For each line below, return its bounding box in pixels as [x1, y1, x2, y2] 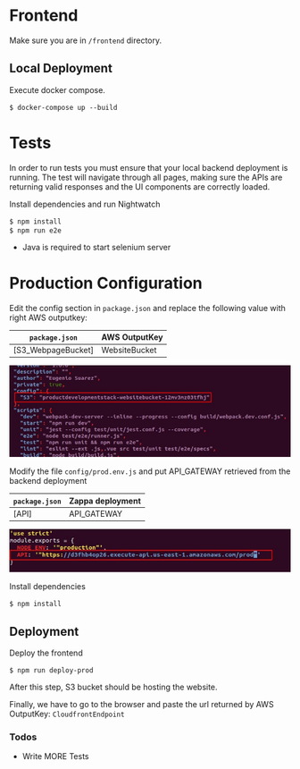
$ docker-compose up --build [9, 103, 118, 112]
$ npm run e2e [9, 225, 62, 235]
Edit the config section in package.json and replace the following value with [9, 302, 286, 313]
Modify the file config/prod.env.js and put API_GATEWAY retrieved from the [9, 466, 291, 477]
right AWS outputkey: [9, 312, 87, 323]
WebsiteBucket [101, 345, 157, 356]
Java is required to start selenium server [21, 241, 171, 252]
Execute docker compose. [9, 84, 105, 95]
